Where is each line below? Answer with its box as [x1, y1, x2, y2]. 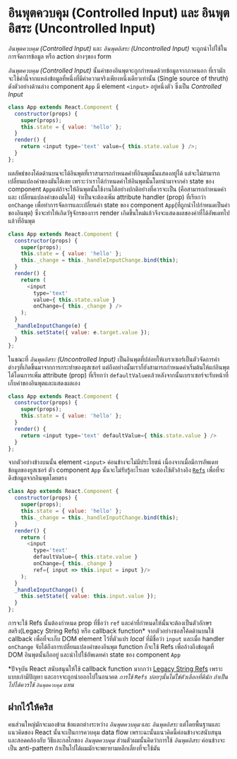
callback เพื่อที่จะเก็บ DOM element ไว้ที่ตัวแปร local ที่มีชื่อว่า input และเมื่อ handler [8, 635, 225, 643]
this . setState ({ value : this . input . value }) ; [20, 593, 157, 600]
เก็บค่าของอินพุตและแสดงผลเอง [8, 379, 80, 387]
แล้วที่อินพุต [8, 217, 35, 225]
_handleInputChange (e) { [14, 322, 87, 329]
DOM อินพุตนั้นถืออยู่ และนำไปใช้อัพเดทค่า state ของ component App [8, 650, 181, 659]
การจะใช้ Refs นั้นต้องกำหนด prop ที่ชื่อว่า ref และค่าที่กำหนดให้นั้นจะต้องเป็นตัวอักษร [8, 619, 212, 627]
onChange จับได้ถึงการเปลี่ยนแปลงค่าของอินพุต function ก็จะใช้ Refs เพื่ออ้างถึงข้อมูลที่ [8, 643, 214, 651]
